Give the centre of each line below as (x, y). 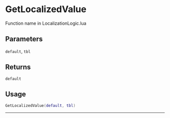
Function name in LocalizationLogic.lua (46, 23)
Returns (18, 67)
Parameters (24, 39)
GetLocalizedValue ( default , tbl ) (40, 106)
